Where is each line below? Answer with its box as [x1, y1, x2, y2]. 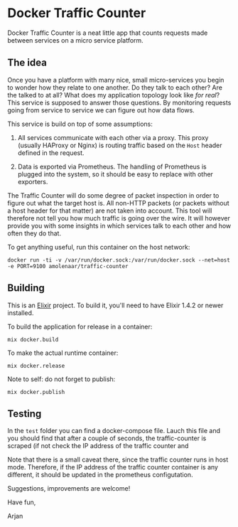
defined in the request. [17, 148, 85, 157]
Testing [7, 408, 42, 420]
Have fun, [7, 498, 36, 506]
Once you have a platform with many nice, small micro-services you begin [7, 75, 225, 84]
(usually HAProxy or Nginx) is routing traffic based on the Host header [17, 141, 222, 149]
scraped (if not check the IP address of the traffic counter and [7, 442, 189, 450]
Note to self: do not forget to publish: [7, 375, 116, 383]
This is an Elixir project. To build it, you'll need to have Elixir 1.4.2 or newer [7, 301, 224, 309]
